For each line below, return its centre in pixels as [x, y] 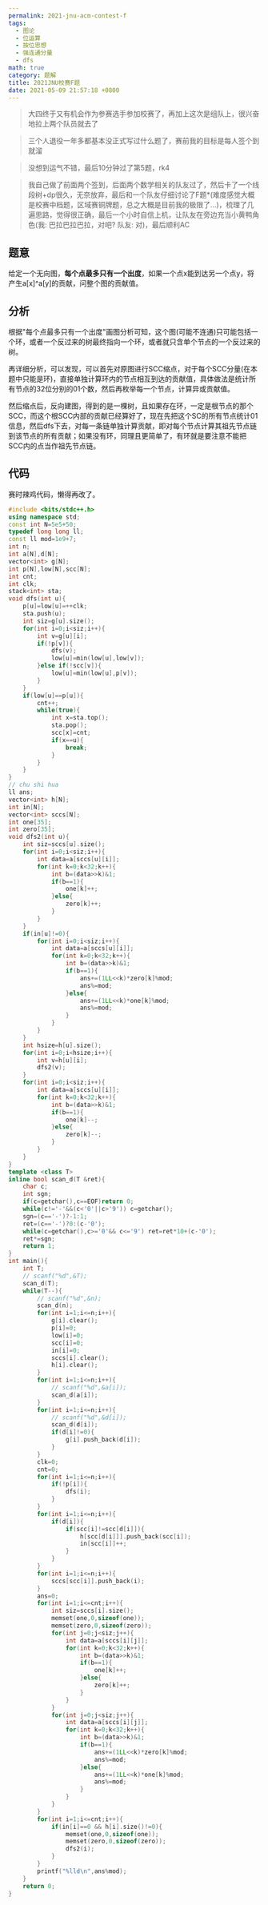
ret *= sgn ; [39, 1239]
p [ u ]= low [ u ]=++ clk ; [55, 606]
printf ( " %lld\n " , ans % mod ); [82, 1871]
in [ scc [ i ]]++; [103, 1544]
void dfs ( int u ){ [37, 599]
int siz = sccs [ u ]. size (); [64, 844]
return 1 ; [39, 1246]
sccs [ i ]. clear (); [80, 1358]
